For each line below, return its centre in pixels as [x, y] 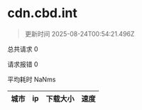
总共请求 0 [23, 49]
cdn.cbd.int [43, 13]
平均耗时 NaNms [32, 79]
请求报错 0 [23, 64]
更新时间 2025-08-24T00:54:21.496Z [80, 34]
